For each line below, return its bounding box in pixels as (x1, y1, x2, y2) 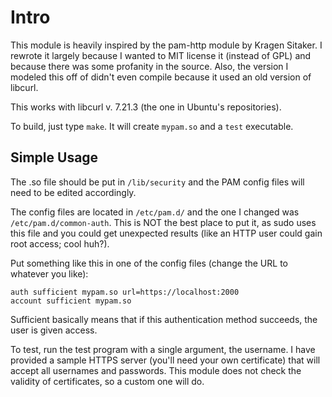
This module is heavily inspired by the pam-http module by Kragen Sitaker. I (10, 39, 323, 51)
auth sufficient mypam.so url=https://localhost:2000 (10, 287, 240, 297)
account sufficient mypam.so (10, 296, 132, 306)
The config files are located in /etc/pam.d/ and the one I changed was (10, 206, 300, 218)
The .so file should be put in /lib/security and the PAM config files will (10, 176, 305, 188)
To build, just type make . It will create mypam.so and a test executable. (10, 120, 294, 132)
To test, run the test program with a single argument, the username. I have (10, 343, 316, 355)
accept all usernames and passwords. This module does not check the (10, 364, 302, 376)
